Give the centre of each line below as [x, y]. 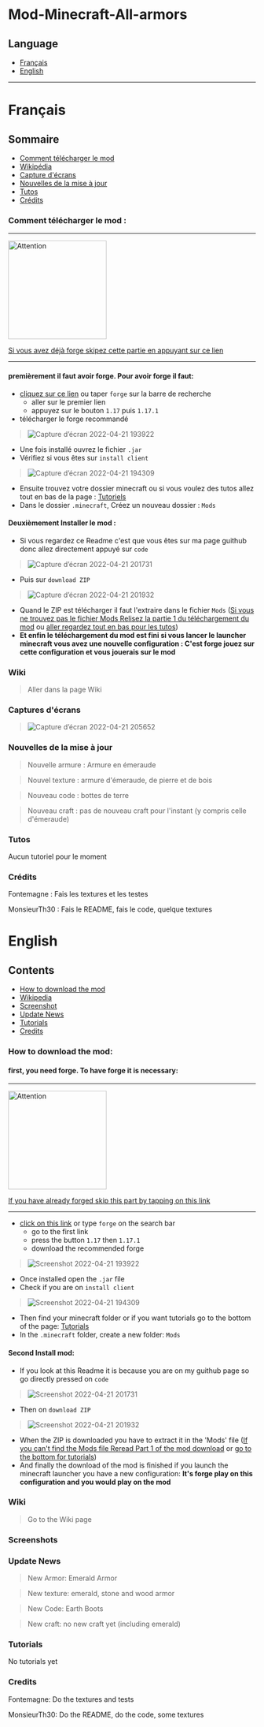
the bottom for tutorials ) [58, 1457]
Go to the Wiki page [59, 1519]
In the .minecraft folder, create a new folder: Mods [100, 1335]
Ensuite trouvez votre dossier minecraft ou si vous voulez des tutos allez [136, 488]
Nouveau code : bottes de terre [78, 795]
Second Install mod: [41, 1352]
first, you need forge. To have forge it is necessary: [93, 1070]
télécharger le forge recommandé [74, 419]
